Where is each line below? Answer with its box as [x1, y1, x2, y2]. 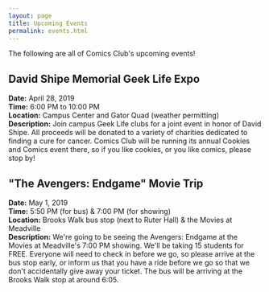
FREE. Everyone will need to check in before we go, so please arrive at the [8, 249, 255, 258]
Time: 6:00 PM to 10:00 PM [8, 102, 101, 112]
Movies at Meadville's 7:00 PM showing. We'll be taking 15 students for [8, 241, 244, 250]
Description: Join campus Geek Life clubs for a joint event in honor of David [8, 119, 262, 129]
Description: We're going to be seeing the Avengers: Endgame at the [8, 232, 238, 241]
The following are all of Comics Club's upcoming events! [8, 49, 196, 59]
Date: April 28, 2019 [8, 93, 75, 103]
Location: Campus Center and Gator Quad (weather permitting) [8, 110, 220, 121]
